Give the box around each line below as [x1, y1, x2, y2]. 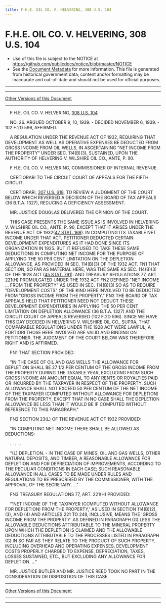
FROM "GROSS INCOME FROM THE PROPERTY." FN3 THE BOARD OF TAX [5, 293, 157, 299]
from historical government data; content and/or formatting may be [12, 71, 149, 77]
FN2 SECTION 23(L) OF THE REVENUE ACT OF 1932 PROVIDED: [9, 416, 142, 422]
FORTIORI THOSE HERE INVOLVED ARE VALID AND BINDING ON [5, 329, 137, 335]
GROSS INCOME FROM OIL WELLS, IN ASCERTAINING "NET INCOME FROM [5, 145, 161, 151]
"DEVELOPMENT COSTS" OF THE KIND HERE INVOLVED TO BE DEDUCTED [5, 287, 160, 293]
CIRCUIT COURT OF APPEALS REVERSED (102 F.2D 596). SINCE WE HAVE [5, 313, 158, 319]
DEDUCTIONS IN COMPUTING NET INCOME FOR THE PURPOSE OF [5, 251, 144, 256]
